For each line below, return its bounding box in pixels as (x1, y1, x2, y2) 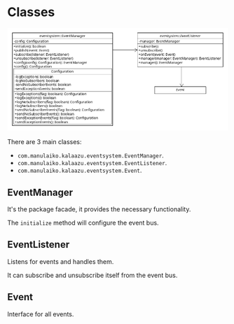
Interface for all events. (7, 309, 74, 318)
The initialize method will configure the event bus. (7, 218, 159, 227)
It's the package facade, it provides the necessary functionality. (7, 204, 191, 213)
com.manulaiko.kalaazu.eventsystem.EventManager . (17, 151, 165, 160)
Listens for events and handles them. (7, 257, 114, 266)
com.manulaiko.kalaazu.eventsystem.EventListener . (17, 159, 167, 167)
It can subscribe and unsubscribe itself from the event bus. (7, 271, 178, 279)
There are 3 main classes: (7, 138, 82, 146)
